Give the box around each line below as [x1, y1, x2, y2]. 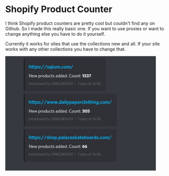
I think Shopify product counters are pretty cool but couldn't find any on [5, 20, 155, 26]
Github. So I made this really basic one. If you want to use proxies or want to [5, 25, 164, 31]
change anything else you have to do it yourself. [5, 31, 105, 37]
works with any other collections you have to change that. [5, 46, 126, 52]
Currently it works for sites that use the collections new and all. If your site [5, 40, 160, 46]
